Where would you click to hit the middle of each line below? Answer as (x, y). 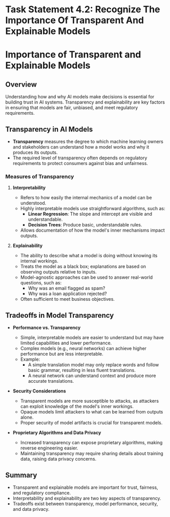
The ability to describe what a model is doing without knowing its (89, 256)
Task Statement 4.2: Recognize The (83, 9)
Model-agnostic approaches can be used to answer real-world (86, 277)
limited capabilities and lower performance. (66, 343)
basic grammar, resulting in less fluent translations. (82, 370)
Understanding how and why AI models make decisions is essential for (80, 97)
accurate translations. (51, 381)
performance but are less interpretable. (62, 354)
